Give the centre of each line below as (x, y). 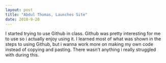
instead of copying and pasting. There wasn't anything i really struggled (81, 50)
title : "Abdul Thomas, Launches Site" (46, 15)
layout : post (19, 10)
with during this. (22, 55)
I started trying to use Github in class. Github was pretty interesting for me (83, 34)
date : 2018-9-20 (22, 19)
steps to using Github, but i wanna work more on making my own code (79, 44)
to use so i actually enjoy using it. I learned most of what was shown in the (83, 39)
